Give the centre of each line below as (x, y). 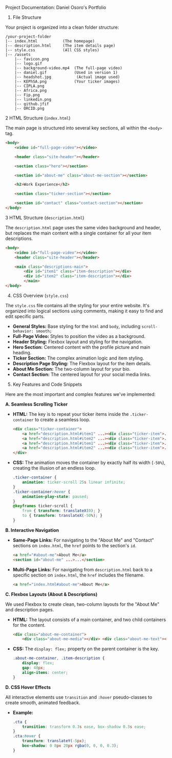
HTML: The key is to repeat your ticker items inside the (71, 414)
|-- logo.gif (28, 64)
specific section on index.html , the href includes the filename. (79, 575)
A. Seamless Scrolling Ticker (37, 404)
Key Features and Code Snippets (47, 384)
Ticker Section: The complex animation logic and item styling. (78, 358)
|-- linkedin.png (33, 99)
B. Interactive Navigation (32, 530)
